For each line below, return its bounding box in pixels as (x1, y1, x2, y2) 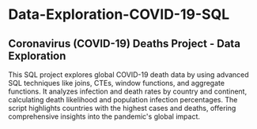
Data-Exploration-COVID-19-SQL (8, 6, 230, 24)
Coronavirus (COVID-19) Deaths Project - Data (8, 37, 241, 50)
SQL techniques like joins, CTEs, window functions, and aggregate (8, 79, 225, 87)
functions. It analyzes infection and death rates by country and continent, (8, 87, 248, 96)
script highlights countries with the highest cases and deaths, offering (8, 104, 236, 112)
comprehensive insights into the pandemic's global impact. (8, 112, 200, 121)
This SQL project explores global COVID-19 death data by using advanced (8, 70, 249, 79)
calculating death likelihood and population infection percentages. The (8, 95, 238, 104)
